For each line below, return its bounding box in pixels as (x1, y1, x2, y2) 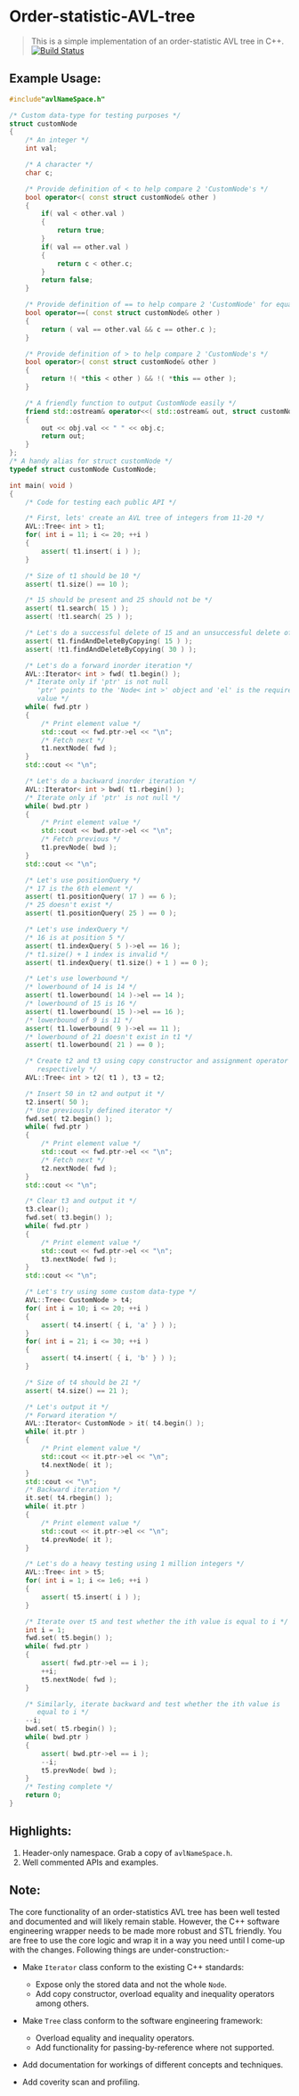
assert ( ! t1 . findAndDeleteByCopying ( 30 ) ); (25, 645, 198, 654)
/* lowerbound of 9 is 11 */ (25, 1015, 133, 1025)
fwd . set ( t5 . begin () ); (25, 1634, 114, 1643)
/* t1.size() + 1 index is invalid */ (25, 950, 169, 959)
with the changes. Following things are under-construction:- (9, 1944, 230, 1955)
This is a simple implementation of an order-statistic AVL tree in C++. (30, 36, 285, 46)
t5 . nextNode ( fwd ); (41, 1675, 117, 1684)
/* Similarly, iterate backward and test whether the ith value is (25, 1699, 280, 1709)
